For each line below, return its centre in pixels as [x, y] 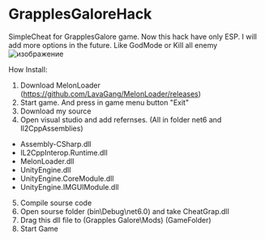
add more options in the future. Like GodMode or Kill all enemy [113, 45]
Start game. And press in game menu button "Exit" [104, 102]
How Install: [28, 69]
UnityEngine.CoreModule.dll [67, 178]
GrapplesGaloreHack [80, 14]
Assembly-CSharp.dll [56, 144]
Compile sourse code [56, 203]
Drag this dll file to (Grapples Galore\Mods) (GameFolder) [116, 220]
